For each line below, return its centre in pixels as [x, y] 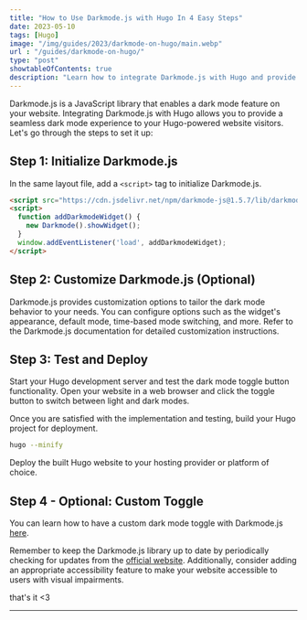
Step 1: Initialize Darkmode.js [94, 161]
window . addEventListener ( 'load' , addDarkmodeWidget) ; [122, 242]
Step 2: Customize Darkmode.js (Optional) [132, 280]
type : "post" [34, 60]
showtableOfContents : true [61, 69]
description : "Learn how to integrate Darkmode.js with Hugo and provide [153, 78]
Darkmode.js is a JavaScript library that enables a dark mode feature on [145, 103]
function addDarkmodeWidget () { [79, 217]
